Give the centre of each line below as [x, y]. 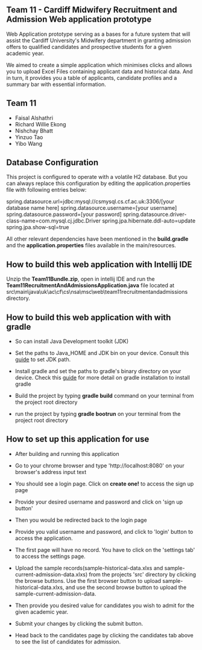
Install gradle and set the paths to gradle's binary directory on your [98, 371]
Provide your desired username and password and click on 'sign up [99, 502]
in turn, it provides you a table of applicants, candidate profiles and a [92, 77]
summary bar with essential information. [56, 84]
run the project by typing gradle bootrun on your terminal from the [98, 414]
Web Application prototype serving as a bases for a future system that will [98, 34]
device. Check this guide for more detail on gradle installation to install [102, 378]
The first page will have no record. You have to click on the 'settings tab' [105, 550]
